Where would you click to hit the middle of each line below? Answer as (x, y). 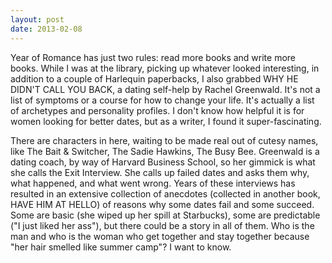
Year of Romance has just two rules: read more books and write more (153, 57)
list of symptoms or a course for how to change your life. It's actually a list (162, 100)
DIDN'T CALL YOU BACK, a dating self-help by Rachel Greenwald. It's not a (165, 89)
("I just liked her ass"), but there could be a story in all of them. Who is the (162, 225)
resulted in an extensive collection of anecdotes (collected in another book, (165, 193)
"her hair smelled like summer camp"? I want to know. (121, 247)
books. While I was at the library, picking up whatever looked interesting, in (165, 68)
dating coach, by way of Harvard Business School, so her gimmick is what (163, 162)
